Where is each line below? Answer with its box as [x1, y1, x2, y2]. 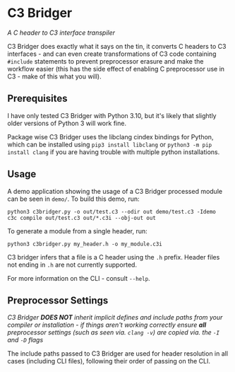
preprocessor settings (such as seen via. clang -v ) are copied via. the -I [7, 328, 220, 337]
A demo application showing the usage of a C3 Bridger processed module [7, 187, 223, 195]
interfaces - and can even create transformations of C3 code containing [7, 50, 217, 58]
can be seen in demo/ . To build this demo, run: [7, 194, 140, 203]
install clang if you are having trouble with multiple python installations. [7, 147, 220, 156]
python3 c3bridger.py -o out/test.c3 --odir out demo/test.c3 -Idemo [7, 208, 217, 215]
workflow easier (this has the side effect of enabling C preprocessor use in [7, 64, 224, 73]
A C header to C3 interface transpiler [7, 28, 115, 37]
